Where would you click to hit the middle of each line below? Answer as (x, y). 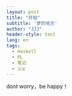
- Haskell (24, 52)
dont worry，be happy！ (37, 86)
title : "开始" (23, 18)
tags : (13, 46)
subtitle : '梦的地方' (32, 23)
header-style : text (31, 35)
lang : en (17, 40)
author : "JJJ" (24, 29)
